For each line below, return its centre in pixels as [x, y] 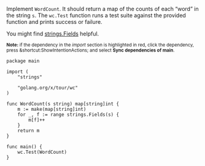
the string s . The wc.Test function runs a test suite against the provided [96, 15]
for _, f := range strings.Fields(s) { [68, 115]
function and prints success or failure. [54, 22]
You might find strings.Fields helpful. [53, 34]
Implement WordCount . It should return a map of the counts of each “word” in [102, 9]
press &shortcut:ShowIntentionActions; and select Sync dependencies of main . [91, 50]
